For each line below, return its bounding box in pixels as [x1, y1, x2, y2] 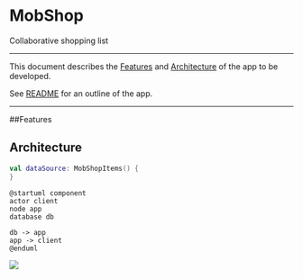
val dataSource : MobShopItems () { [9, 164, 140, 173]
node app [9, 204, 42, 213]
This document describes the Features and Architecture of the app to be [9, 60, 279, 72]
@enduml [9, 244, 39, 253]
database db [9, 212, 54, 221]
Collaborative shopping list [9, 35, 109, 46]
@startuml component [9, 188, 87, 198]
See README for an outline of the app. [9, 87, 153, 99]
